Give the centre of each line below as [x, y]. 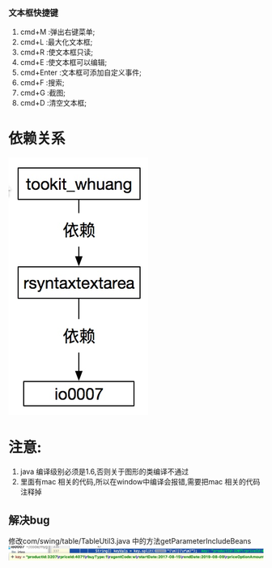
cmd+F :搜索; [42, 83]
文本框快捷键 [34, 12]
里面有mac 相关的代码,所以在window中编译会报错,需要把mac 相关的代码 [140, 482]
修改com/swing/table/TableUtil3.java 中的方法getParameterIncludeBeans [130, 540]
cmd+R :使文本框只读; [57, 52]
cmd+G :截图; [43, 93]
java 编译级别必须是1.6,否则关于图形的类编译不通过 [104, 471]
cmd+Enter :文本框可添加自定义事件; [81, 73]
